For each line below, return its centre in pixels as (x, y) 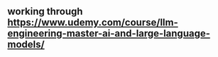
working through (45, 12)
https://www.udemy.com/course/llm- (93, 23)
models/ (26, 45)
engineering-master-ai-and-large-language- (109, 33)
